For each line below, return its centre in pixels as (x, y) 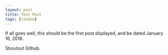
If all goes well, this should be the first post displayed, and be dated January (84, 33)
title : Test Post (23, 14)
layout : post (19, 10)
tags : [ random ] (21, 19)
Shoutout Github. (23, 48)
